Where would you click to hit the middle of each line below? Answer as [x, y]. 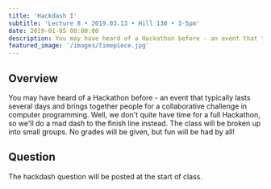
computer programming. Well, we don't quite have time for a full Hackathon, [134, 114]
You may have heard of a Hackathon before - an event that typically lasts [129, 97]
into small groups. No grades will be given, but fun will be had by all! [122, 131]
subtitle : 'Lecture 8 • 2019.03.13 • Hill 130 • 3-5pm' [104, 23]
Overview [33, 78]
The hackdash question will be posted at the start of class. [106, 176]
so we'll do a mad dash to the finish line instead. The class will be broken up [135, 123]
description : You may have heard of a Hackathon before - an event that [133, 38]
